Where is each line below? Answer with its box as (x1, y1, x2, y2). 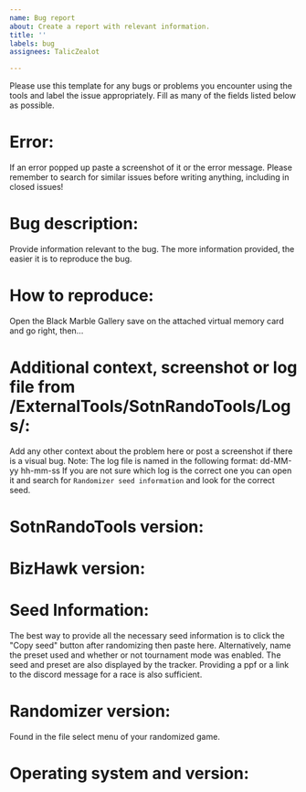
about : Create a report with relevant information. (9, 22, 210, 31)
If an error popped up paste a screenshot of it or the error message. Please (9, 162, 292, 174)
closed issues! (9, 182, 64, 193)
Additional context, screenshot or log (9, 357, 298, 378)
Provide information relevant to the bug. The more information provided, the (9, 244, 295, 254)
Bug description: (9, 214, 139, 234)
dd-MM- (259, 455, 292, 466)
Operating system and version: (9, 764, 249, 784)
